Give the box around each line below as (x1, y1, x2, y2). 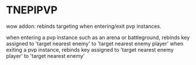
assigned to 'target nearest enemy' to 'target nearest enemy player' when (6, 40, 184, 47)
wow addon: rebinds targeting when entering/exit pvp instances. (6, 23, 162, 30)
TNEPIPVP (6, 3, 58, 17)
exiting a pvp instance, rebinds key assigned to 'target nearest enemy (6, 46, 174, 53)
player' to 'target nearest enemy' (6, 52, 85, 59)
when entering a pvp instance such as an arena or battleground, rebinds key (6, 34, 190, 41)
